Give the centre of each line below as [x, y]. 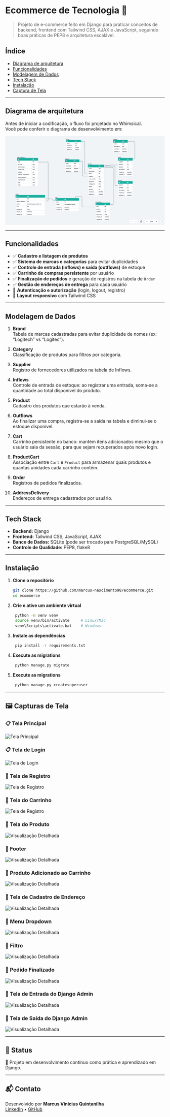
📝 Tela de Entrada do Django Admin [49, 994]
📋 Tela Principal [26, 723]
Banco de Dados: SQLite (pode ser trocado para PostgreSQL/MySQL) [85, 542]
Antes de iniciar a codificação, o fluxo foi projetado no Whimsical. [74, 123]
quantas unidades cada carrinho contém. [55, 468]
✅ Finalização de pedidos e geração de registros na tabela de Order [84, 279]
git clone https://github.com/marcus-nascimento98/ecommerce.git [83, 590]
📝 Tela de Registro [28, 776]
